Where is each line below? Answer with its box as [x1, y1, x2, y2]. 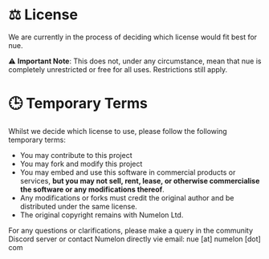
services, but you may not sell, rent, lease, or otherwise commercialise [19, 176, 260, 185]
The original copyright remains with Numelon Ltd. [19, 210, 184, 220]
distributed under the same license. [19, 201, 138, 211]
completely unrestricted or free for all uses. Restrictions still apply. [8, 64, 228, 74]
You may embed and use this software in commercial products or [19, 167, 236, 177]
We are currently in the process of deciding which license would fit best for [8, 32, 258, 42]
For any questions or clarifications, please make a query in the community [8, 225, 254, 235]
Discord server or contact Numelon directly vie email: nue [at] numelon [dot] [8, 234, 261, 244]
